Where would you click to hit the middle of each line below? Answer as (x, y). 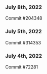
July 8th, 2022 (23, 7)
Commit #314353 (23, 42)
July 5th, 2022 (23, 32)
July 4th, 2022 (24, 56)
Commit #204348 (24, 18)
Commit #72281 (22, 67)
